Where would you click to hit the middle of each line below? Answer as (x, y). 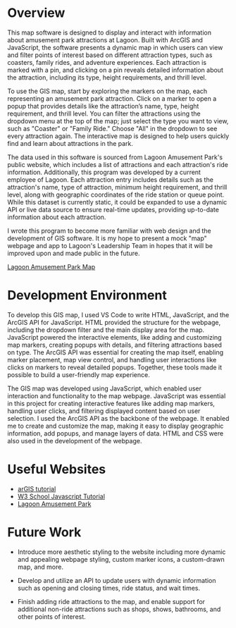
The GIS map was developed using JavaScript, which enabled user (105, 388)
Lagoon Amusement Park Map (51, 266)
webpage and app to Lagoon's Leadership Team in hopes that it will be (110, 245)
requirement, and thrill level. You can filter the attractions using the (104, 113)
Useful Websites (57, 469)
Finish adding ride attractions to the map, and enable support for (111, 601)
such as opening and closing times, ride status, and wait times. (109, 588)
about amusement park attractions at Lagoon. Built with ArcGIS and (105, 39)
